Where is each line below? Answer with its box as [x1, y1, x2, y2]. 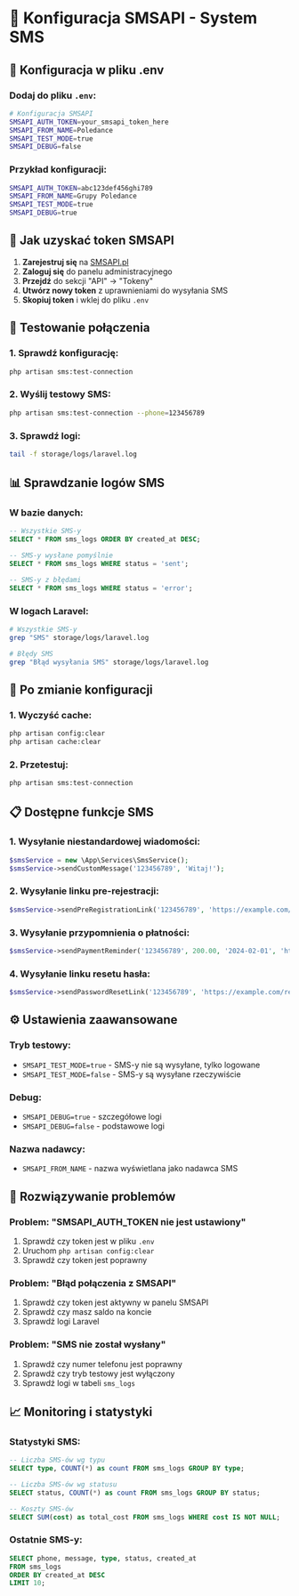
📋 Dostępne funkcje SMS [9, 805, 154, 820]
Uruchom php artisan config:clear [21, 1245, 155, 1256]
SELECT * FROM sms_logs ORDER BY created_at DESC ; [9, 535, 201, 544]
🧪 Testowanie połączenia [9, 320, 150, 336]
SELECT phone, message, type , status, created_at [9, 1553, 198, 1563]
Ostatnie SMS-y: [9, 1534, 83, 1546]
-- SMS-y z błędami [9, 575, 82, 584]
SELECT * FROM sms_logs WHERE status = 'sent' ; [9, 560, 190, 569]
